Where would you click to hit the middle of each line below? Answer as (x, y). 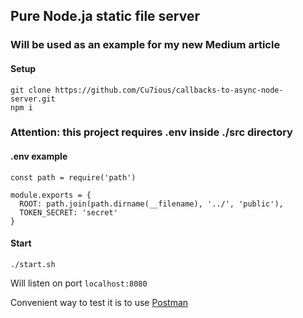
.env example (39, 156)
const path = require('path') (73, 177)
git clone (31, 90)
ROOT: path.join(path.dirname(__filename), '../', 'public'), (151, 204)
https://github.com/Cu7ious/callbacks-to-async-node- (169, 90)
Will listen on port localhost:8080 (79, 283)
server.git (33, 99)
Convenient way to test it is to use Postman (99, 302)
